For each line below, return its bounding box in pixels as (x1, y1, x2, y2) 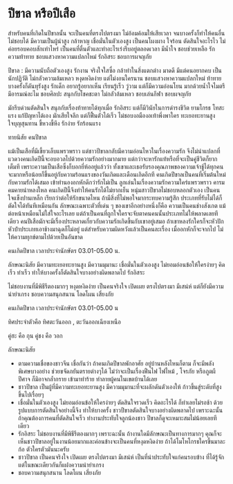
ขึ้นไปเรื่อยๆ (17, 390, 44, 399)
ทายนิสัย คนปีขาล (8, 132, 47, 141)
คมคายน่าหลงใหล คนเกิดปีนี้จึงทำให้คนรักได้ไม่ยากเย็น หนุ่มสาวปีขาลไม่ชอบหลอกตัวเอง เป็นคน (8, 186, 221, 194)
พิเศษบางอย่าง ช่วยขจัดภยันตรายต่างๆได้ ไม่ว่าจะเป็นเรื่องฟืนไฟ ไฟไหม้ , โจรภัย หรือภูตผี (17, 367, 216, 375)
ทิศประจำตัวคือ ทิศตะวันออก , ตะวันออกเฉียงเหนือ (8, 318, 122, 326)
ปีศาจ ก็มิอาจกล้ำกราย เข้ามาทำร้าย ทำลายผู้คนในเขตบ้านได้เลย (17, 374, 158, 383)
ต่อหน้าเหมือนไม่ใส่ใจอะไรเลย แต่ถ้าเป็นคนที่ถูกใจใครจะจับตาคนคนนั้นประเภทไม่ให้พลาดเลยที (8, 209, 218, 217)
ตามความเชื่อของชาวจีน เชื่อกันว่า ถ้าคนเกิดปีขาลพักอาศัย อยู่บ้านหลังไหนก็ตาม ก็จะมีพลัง (17, 359, 214, 368)
